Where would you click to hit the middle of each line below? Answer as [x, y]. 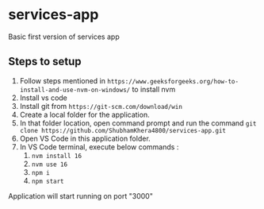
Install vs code [43, 98]
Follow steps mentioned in [62, 80]
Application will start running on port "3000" [80, 195]
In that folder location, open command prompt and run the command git [138, 123]
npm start [48, 181]
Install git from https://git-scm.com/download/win [101, 106]
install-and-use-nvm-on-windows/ [75, 90]
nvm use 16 [50, 164]
